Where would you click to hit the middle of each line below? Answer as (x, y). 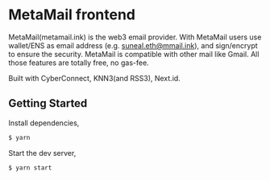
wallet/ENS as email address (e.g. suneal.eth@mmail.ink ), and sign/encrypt (133, 45)
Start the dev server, (42, 153)
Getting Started (48, 103)
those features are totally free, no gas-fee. (79, 63)
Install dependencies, (44, 123)
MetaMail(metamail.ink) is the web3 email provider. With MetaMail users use (135, 37)
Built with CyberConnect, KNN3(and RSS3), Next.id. (95, 78)
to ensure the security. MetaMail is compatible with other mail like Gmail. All (134, 54)
